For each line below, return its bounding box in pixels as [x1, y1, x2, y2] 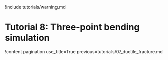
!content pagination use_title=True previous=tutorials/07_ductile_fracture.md [5, 48, 163, 54]
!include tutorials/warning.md [5, 4, 66, 10]
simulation [5, 32, 50, 44]
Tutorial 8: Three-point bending [5, 22, 140, 33]
